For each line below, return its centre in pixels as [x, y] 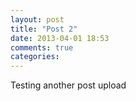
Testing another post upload [68, 85]
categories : [35, 57]
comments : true [42, 47]
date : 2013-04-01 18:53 [60, 38]
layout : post [37, 19]
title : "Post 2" [44, 29]
